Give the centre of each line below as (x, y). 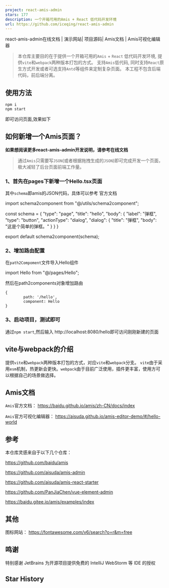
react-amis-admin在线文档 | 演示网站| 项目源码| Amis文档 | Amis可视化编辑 (83, 39)
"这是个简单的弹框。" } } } (32, 226)
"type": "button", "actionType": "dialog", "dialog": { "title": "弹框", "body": (81, 220)
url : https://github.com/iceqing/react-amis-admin (60, 24)
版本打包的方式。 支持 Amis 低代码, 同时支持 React (110, 63)
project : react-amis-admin (34, 10)
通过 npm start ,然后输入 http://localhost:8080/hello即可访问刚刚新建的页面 (82, 332)
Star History (25, 579)
